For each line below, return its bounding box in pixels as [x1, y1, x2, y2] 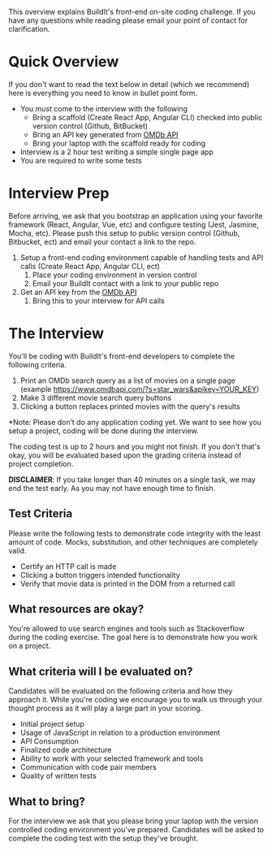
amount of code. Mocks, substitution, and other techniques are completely [8, 536, 258, 547]
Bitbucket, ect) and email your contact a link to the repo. [8, 237, 196, 246]
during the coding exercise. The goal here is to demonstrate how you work [8, 632, 258, 642]
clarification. [8, 24, 50, 33]
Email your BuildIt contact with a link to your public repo [32, 278, 219, 288]
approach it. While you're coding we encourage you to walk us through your [8, 695, 263, 705]
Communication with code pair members [19, 762, 157, 772]
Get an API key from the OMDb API [19, 287, 137, 297]
